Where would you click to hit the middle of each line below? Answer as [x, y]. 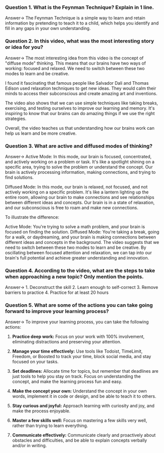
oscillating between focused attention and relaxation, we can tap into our [79, 252]
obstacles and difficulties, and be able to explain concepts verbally [80, 440]
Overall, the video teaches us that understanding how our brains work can [80, 128]
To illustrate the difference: [32, 217]
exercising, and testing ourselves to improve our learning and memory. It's [80, 108]
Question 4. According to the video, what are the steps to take [80, 270]
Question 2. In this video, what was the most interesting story [80, 41]
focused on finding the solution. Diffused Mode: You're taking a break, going [82, 232]
